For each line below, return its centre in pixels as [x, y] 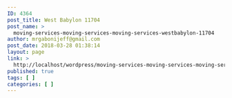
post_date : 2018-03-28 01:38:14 [54, 46]
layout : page [26, 52]
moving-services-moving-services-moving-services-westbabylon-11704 [114, 33]
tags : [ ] [21, 78]
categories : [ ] [30, 84]
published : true [30, 71]
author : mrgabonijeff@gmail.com [54, 39]
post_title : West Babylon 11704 [54, 20]
